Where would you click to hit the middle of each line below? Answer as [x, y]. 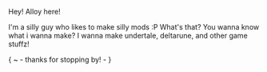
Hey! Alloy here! [35, 12]
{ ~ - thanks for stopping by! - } [60, 60]
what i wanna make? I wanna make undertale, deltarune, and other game [128, 36]
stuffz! [19, 44]
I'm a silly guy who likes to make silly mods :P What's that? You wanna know [134, 27]
